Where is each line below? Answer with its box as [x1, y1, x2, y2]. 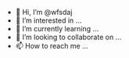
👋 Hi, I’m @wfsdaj [15, 8, 73, 16]
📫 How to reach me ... [15, 42, 88, 50]
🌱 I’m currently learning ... [15, 24, 99, 33]
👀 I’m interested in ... [15, 16, 82, 25]
